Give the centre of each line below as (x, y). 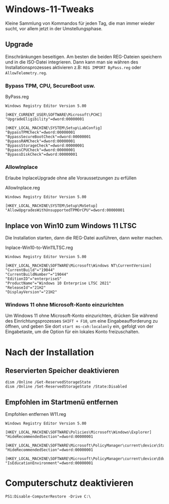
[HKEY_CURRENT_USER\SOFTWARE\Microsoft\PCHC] (54, 115)
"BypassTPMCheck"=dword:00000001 (40, 133)
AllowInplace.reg (23, 188)
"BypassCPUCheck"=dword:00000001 (40, 150)
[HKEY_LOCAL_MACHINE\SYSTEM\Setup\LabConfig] (54, 128)
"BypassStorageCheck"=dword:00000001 (45, 146)
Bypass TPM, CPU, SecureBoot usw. (50, 86)
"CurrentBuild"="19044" (30, 270)
